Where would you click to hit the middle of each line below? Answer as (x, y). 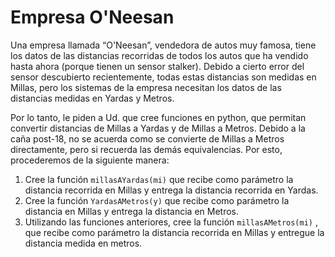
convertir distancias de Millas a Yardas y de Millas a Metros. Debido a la (158, 128)
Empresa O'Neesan (92, 17)
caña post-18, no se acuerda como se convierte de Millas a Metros (147, 138)
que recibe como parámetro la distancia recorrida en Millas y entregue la (174, 232)
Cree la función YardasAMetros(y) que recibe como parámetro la (157, 200)
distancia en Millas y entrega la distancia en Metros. (132, 211)
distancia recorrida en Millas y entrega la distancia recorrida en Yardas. (171, 190)
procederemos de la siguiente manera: (90, 160)
